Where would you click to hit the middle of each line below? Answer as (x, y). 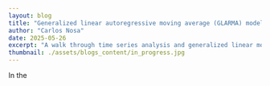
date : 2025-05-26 (37, 38)
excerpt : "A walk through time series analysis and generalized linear (131, 45)
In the (18, 75)
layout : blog (30, 16)
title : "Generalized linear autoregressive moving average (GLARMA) (125, 23)
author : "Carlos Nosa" (46, 30)
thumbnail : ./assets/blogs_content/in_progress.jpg (96, 53)
